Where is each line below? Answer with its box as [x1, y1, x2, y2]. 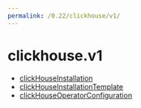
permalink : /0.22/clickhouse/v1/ [7, 11, 121, 20]
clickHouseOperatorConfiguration [19, 90, 133, 100]
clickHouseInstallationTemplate [19, 81, 123, 91]
